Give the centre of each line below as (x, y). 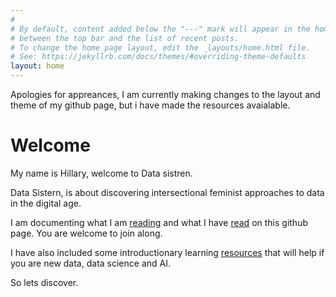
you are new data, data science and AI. (90, 263)
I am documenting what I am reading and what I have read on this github (159, 222)
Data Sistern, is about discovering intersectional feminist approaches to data (167, 192)
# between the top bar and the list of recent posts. (125, 38)
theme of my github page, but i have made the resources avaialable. (150, 105)
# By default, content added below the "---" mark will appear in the (160, 29)
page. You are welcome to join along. (86, 233)
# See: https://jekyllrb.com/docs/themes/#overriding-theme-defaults (158, 57)
